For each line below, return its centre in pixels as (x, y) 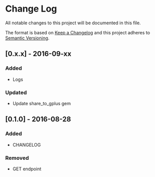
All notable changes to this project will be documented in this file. (73, 23)
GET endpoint (27, 169)
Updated (16, 93)
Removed (17, 158)
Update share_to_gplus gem (42, 103)
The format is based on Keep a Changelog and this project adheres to (78, 32)
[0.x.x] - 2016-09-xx (38, 54)
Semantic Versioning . (27, 38)
